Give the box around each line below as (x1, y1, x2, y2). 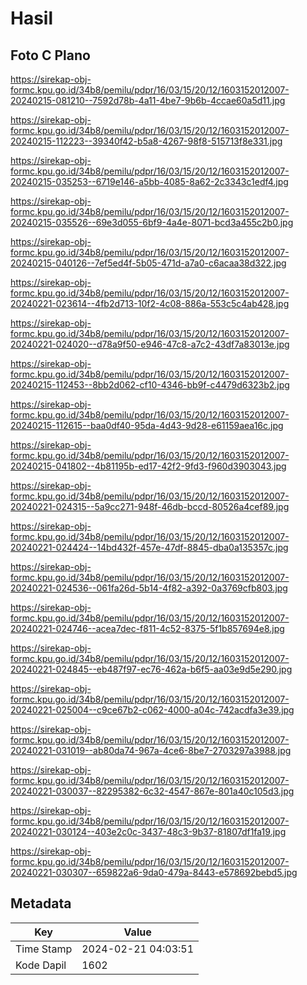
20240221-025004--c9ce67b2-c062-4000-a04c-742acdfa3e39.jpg (10, 704, 295, 716)
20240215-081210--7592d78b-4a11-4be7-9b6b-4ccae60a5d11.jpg (10, 95, 286, 106)
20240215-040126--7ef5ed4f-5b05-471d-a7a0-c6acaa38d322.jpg (10, 257, 287, 269)
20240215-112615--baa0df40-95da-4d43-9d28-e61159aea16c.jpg (10, 420, 284, 431)
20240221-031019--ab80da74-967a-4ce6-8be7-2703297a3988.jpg (10, 745, 292, 756)
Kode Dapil (15, 958, 67, 972)
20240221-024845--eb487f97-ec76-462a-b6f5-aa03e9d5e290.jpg (10, 663, 293, 675)
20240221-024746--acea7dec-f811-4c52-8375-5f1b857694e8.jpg (10, 623, 285, 634)
